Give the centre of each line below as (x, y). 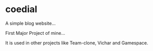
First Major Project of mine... (35, 33)
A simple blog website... (31, 23)
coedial (21, 9)
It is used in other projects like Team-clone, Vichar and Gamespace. (77, 43)
